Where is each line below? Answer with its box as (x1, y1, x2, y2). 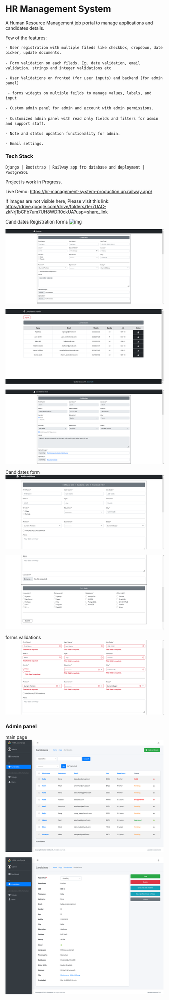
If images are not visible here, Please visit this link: (5, 198, 110, 204)
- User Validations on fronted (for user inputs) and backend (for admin (5, 75, 163, 81)
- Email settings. (5, 141, 44, 146)
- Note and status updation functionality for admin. (5, 131, 121, 136)
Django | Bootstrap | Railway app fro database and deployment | (5, 165, 145, 170)
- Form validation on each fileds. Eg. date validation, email (5, 60, 141, 66)
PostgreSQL (5, 170, 28, 175)
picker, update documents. (5, 50, 62, 55)
